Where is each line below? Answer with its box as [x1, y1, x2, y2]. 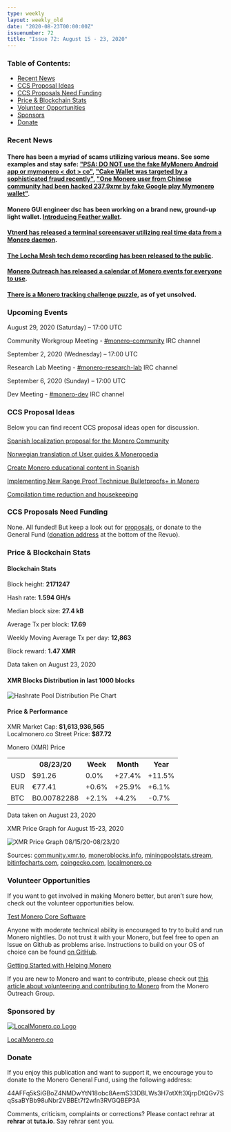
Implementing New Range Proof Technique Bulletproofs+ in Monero [7, 477, 200, 485]
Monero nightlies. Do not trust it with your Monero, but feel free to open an [7, 933, 219, 941]
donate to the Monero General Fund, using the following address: [7, 1075, 192, 1084]
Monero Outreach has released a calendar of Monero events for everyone [7, 267, 223, 276]
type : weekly [7, 10, 45, 17]
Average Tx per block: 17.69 [7, 620, 86, 629]
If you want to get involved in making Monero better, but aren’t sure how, [7, 892, 214, 900]
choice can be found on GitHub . [7, 948, 98, 956]
